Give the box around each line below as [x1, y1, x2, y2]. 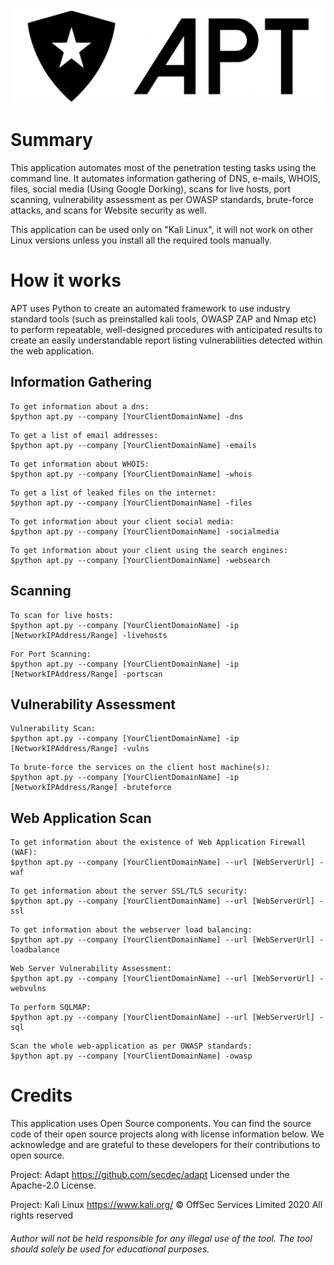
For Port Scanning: [10, 649, 92, 659]
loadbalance [10, 945, 60, 955]
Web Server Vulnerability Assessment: [10, 964, 172, 974]
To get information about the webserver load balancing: [10, 925, 253, 935]
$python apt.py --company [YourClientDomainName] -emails [10, 440, 257, 450]
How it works [10, 269, 122, 292]
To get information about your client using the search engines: [10, 545, 288, 555]
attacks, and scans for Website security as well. [10, 204, 207, 217]
